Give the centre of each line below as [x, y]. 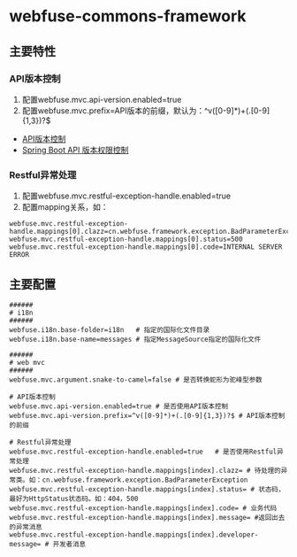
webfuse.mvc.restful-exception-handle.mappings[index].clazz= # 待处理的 [145, 470]
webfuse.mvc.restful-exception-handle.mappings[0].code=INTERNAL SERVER [146, 247]
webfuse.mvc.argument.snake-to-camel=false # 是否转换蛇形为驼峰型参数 [136, 379]
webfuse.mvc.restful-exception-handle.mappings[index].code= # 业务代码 [143, 508]
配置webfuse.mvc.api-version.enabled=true [102, 99]
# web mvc [27, 362]
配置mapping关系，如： [65, 207]
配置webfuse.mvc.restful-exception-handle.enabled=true [126, 196]
